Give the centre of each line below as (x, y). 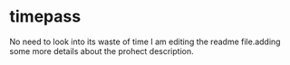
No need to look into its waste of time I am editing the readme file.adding (145, 42)
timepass (45, 17)
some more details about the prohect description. (102, 51)
